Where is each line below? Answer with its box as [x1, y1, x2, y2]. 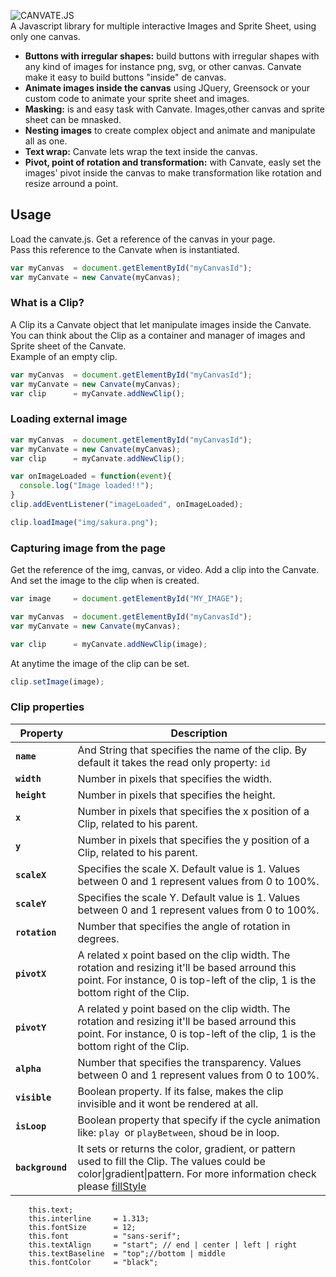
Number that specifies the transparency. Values [77, 1055, 302, 1069]
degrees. [77, 931, 120, 945]
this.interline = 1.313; [28, 1213, 150, 1224]
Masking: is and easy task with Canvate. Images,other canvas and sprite [24, 103, 325, 115]
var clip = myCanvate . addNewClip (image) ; [10, 639, 208, 649]
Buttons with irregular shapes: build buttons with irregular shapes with [24, 50, 320, 62]
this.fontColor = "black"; [28, 1257, 159, 1267]
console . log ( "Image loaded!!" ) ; [19, 481, 155, 491]
